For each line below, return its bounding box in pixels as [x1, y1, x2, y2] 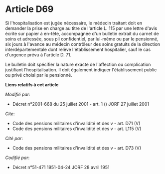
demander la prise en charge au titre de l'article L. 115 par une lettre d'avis [5, 25, 158, 31]
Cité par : [5, 135, 23, 141]
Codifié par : [5, 155, 30, 161]
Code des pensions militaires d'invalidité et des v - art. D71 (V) [12, 120, 141, 126]
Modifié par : [5, 91, 31, 97]
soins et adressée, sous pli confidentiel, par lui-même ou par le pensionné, [5, 36, 159, 42]
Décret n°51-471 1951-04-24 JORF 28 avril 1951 [12, 164, 110, 170]
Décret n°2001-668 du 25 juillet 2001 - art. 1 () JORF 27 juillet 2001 [12, 101, 150, 107]
